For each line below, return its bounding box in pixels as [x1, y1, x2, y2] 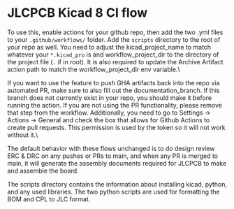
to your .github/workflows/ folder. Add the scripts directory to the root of [7, 35, 221, 43]
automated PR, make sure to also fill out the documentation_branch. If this [7, 86, 220, 94]
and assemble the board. [7, 166, 79, 175]
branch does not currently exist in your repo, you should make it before [7, 93, 212, 102]
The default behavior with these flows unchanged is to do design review [7, 144, 215, 152]
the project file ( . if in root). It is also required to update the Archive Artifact [7, 57, 224, 66]
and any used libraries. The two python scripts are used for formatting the [7, 187, 220, 196]
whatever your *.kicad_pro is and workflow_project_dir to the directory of [7, 50, 219, 59]
